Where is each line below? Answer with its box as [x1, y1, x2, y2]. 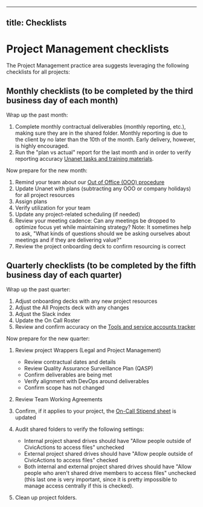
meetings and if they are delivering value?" [14, 236, 122, 244]
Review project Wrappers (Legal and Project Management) [14, 346, 161, 354]
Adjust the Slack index [14, 310, 71, 317]
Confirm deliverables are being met [24, 371, 112, 378]
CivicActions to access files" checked [24, 456, 118, 463]
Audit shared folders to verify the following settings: [14, 425, 144, 433]
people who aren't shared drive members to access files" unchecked [24, 469, 196, 476]
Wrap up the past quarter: [6, 285, 71, 293]
